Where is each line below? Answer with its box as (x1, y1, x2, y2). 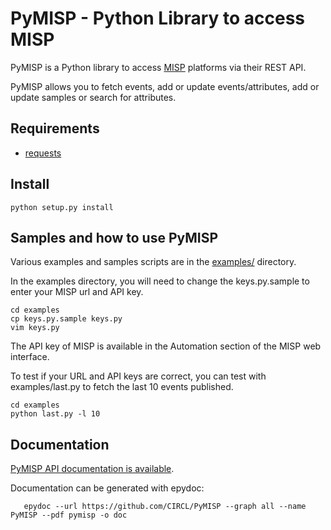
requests (24, 147, 62, 159)
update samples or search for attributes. (10, 91, 177, 103)
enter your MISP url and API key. (10, 286, 144, 298)
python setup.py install (10, 202, 114, 212)
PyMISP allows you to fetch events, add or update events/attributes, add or (10, 80, 320, 92)
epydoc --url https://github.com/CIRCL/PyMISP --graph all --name (23, 502, 307, 512)
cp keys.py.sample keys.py (10, 314, 123, 324)
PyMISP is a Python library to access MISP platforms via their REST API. (10, 61, 307, 73)
